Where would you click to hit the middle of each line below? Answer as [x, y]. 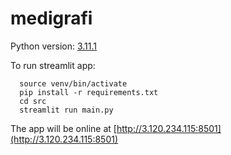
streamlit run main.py [66, 110]
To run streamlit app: [53, 65]
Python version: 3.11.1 [53, 46]
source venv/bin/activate [73, 83]
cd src [33, 101]
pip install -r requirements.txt [89, 92]
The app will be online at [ [63, 128]
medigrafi [51, 18]
